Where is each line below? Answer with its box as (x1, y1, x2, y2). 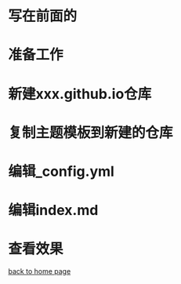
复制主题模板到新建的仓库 (8, 123, 174, 141)
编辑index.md (8, 202, 99, 220)
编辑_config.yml (8, 162, 115, 180)
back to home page (8, 267, 71, 276)
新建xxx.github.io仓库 (8, 85, 152, 103)
